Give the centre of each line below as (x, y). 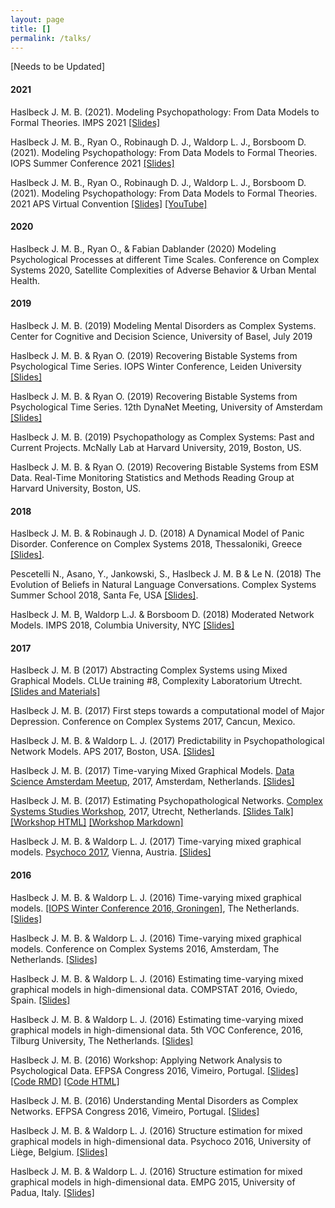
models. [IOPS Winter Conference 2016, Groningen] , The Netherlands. (155, 908)
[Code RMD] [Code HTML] (65, 1081)
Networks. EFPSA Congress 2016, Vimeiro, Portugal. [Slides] (135, 1111)
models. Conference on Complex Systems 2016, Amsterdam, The (145, 948)
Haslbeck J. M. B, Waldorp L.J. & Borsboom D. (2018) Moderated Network (162, 615)
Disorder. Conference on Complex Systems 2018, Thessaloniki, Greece (156, 544)
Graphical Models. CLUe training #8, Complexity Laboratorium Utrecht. (156, 681)
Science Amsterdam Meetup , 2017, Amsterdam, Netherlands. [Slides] (152, 782)
